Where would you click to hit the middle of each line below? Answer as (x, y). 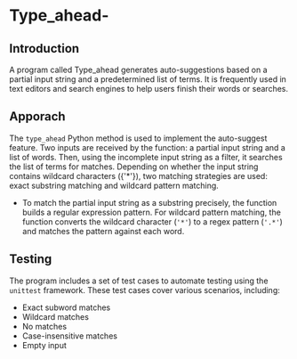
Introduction (44, 49)
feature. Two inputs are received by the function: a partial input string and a (148, 147)
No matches (44, 326)
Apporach (37, 117)
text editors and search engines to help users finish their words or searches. (149, 89)
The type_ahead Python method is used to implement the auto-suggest (138, 138)
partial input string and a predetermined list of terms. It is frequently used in (148, 79)
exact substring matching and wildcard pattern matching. (114, 185)
